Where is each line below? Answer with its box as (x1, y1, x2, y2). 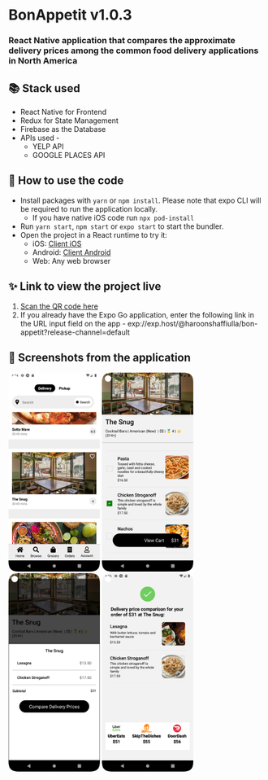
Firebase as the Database (19, 124, 106, 134)
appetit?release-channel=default (19, 327, 130, 337)
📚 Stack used (8, 81, 80, 95)
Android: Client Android (32, 247, 111, 257)
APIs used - (19, 133, 60, 142)
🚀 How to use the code (8, 173, 124, 188)
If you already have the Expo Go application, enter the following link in (19, 309, 254, 319)
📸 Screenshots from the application (8, 350, 191, 364)
